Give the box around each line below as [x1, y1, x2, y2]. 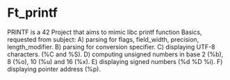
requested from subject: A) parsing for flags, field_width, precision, [7, 35, 199, 43]
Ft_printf [7, 5, 58, 21]
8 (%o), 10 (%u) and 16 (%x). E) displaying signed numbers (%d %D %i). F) [7, 57, 223, 65]
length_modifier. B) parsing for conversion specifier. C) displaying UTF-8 [7, 42, 215, 51]
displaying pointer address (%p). [7, 65, 101, 73]
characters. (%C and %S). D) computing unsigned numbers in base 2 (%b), [7, 50, 224, 58]
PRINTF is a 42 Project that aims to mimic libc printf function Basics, [7, 28, 202, 36]
